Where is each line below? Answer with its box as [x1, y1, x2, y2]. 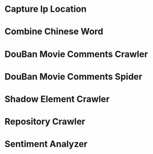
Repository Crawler [4, 116, 85, 127]
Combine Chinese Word [4, 26, 103, 37]
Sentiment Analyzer [4, 139, 88, 150]
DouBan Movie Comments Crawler [4, 48, 148, 60]
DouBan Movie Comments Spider [4, 71, 143, 82]
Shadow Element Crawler [4, 93, 110, 104]
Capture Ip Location [4, 3, 87, 15]
